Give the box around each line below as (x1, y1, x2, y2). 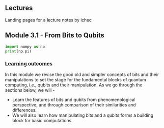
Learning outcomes (5, 60, 53, 67)
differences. (12, 107, 37, 113)
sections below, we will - (5, 87, 55, 93)
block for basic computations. (12, 117, 73, 123)
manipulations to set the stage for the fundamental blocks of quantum (5, 77, 146, 82)
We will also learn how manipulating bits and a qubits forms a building (12, 112, 154, 118)
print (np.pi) (5, 49, 32, 53)
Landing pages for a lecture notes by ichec (5, 17, 92, 23)
